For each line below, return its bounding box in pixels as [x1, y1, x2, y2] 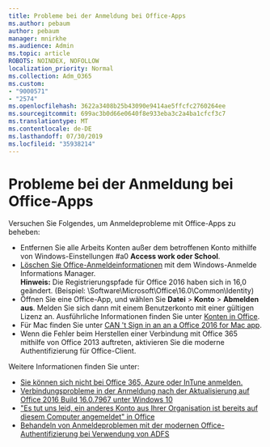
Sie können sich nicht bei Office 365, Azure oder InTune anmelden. [19, 377, 243, 387]
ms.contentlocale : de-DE [8, 125, 92, 133]
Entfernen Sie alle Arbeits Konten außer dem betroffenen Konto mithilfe [19, 243, 257, 253]
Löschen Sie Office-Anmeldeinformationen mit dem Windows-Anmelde [19, 260, 257, 270]
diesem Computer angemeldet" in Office [19, 412, 155, 422]
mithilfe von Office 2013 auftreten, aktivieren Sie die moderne [19, 338, 225, 347]
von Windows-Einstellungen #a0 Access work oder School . [19, 252, 221, 262]
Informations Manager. [19, 269, 96, 279]
